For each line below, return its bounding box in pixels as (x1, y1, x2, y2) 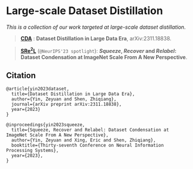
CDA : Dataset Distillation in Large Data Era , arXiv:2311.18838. (20, 35, 172, 42)
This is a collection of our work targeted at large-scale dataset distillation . (6, 23, 186, 31)
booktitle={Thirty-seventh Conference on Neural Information (11, 143, 164, 148)
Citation (6, 70, 36, 80)
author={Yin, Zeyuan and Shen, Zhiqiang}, (11, 96, 117, 102)
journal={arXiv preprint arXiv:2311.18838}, (11, 102, 122, 107)
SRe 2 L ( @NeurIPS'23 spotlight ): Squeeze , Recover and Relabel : (20, 46, 177, 54)
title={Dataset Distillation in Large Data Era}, (11, 91, 135, 97)
